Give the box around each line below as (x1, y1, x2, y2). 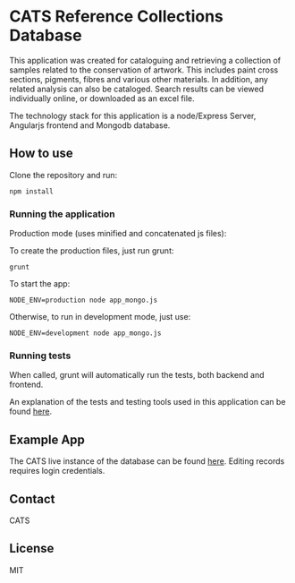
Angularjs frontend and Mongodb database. (9, 119, 171, 131)
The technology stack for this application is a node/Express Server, (9, 110, 257, 121)
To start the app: (9, 279, 71, 289)
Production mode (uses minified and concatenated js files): (9, 228, 227, 239)
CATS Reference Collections (9, 6, 223, 27)
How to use (9, 146, 73, 161)
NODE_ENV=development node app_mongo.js (9, 329, 163, 338)
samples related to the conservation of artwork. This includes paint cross (9, 64, 279, 75)
